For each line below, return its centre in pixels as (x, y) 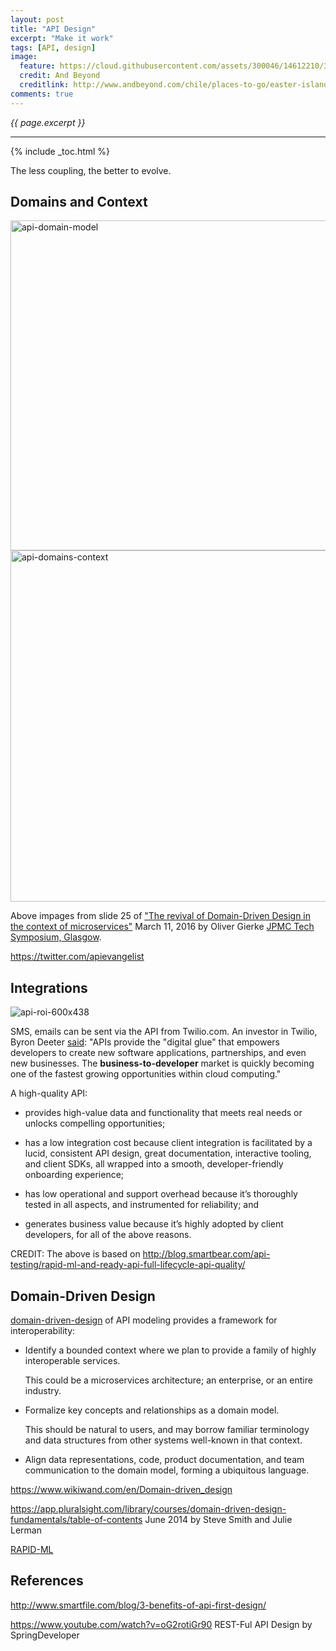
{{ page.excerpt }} (48, 122)
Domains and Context (79, 202)
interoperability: (43, 1331)
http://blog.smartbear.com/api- (206, 1254)
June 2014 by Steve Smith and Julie (218, 1520)
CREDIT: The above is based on (75, 1254)
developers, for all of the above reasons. (108, 1235)
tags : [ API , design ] (53, 47)
